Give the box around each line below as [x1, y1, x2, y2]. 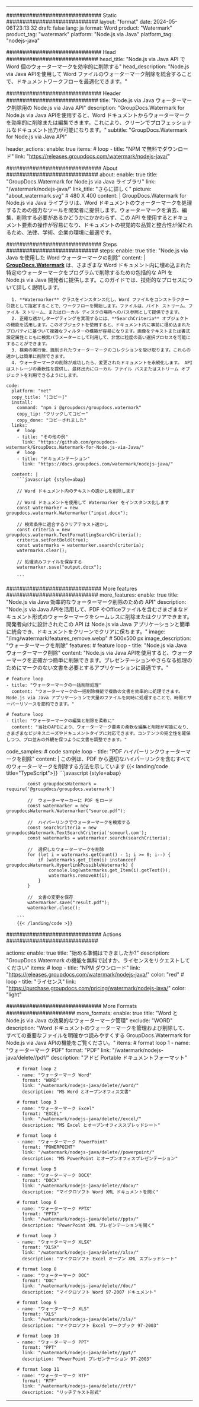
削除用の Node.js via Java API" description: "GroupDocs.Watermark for [11, 104, 185, 111]
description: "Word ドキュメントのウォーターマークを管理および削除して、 [6, 1025, 188, 1031]
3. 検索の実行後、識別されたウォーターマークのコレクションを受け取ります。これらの [11, 347, 191, 353]
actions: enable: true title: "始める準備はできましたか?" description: [6, 949, 170, 956]
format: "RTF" [21, 1378, 57, 1384]
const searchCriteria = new [27, 825, 97, 831]
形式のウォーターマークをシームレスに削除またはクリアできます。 [31, 613, 192, 620]
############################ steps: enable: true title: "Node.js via [6, 247, 188, 254]
